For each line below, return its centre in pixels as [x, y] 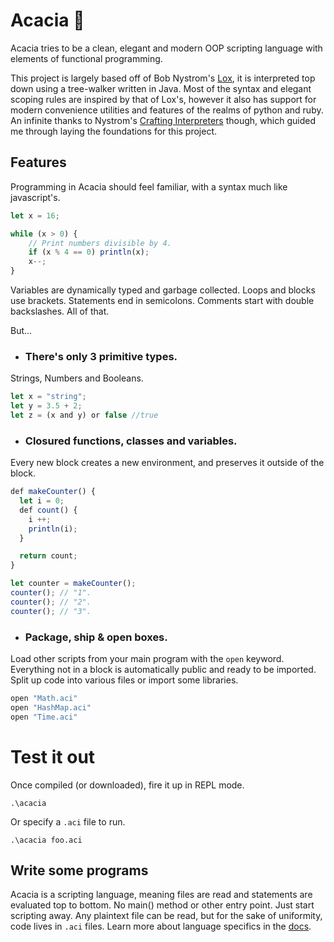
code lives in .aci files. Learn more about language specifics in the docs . [161, 926]
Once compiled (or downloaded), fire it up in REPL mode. [127, 785]
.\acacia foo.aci [46, 840]
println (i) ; [53, 529]
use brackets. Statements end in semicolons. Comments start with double [162, 300]
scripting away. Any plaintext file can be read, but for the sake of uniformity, [166, 916]
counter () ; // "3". [51, 611]
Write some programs [79, 870]
